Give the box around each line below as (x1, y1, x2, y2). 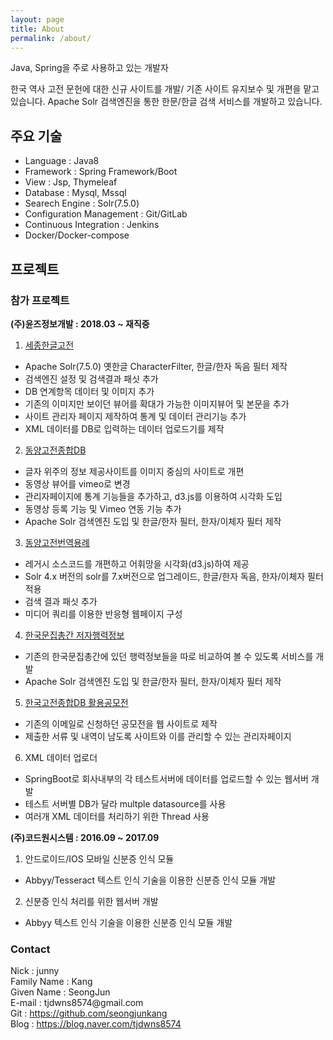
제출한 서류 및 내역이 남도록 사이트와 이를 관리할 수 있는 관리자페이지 (24, 730, 292, 742)
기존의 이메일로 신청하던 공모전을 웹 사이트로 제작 (24, 717, 218, 730)
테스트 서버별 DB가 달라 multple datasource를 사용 (24, 797, 227, 810)
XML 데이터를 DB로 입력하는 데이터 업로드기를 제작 (24, 422, 225, 435)
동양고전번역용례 (24, 536, 90, 548)
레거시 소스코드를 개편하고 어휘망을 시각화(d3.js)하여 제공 (24, 557, 250, 570)
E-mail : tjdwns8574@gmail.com (10, 997, 144, 1009)
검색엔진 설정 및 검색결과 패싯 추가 (24, 372, 159, 385)
